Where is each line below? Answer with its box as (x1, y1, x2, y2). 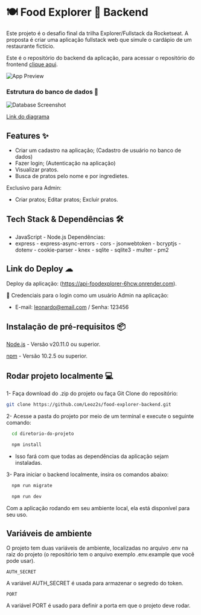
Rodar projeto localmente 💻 (6, 371, 113, 381)
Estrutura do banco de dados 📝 (6, 87, 98, 96)
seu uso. (6, 511, 28, 518)
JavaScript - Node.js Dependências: (14, 233, 106, 241)
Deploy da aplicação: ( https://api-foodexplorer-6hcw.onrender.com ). (6, 280, 177, 287)
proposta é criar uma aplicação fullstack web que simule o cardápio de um (6, 36, 192, 43)
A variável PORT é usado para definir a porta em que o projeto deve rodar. (6, 602, 191, 610)
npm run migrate (11, 482, 53, 488)
